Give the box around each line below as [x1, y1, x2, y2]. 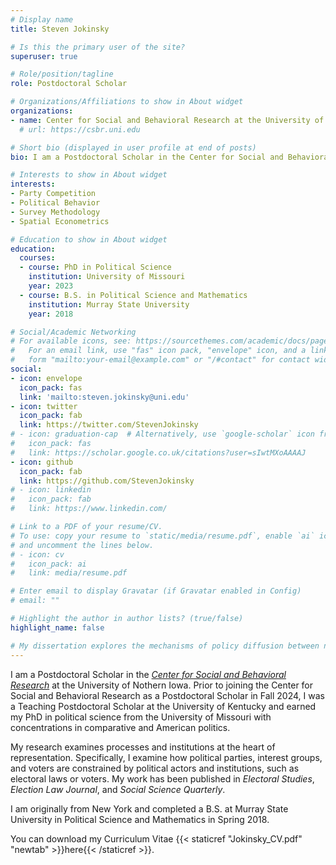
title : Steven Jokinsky [10, 24, 110, 34]
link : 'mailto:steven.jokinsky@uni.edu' [19, 392, 190, 402]
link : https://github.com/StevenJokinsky [19, 476, 195, 486]
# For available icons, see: [10, 336, 132, 346]
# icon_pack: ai [10, 559, 87, 569]
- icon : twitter [10, 401, 78, 411]
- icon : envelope [10, 373, 83, 383]
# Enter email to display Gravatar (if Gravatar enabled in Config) [10, 586, 302, 596]
